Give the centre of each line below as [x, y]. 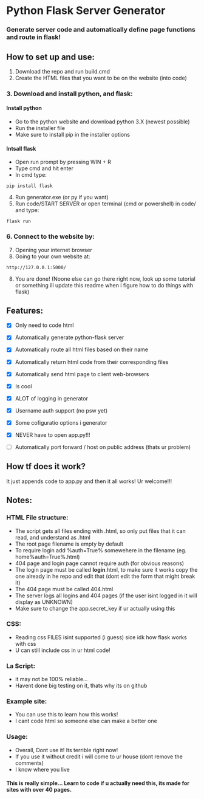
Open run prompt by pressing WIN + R [63, 162]
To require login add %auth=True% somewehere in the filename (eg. [101, 550]
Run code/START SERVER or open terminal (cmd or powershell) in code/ [105, 204]
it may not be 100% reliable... [51, 679]
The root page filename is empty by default [69, 544]
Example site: [27, 701]
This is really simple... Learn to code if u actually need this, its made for [98, 783]
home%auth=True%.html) [47, 557]
